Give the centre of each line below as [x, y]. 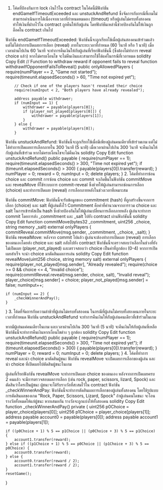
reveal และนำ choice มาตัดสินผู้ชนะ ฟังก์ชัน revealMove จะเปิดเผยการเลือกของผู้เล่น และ [81, 359]
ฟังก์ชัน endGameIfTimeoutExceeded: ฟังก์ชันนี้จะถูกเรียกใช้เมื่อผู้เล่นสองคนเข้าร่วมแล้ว [80, 40]
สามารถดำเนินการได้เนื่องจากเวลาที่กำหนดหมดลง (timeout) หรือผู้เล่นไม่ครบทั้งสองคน [81, 19]
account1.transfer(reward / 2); [47, 465]
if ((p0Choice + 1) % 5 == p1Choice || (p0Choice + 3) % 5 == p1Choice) [81, 431]
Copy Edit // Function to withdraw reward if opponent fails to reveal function [81, 62]
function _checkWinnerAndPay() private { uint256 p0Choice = [67, 407]
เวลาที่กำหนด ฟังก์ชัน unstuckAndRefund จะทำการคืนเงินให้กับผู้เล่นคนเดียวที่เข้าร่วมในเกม [81, 317]
